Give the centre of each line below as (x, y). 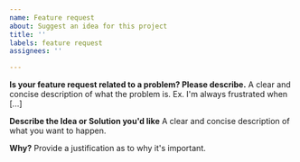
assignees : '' (36, 51)
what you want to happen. (58, 130)
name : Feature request (52, 18)
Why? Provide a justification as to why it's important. (108, 148)
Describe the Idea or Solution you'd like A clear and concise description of (150, 121)
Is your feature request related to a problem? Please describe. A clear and (150, 85)
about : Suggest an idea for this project (89, 26)
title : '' (28, 34)
